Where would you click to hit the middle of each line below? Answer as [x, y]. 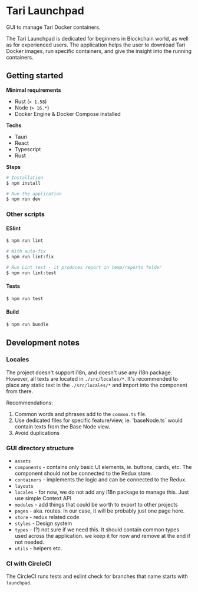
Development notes [43, 343]
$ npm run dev [24, 199]
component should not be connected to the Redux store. [83, 473]
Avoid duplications [37, 433]
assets [23, 461]
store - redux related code [47, 517]
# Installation [25, 178]
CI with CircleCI [29, 563]
